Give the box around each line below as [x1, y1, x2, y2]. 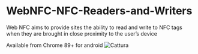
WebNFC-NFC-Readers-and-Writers [6, 4, 193, 18]
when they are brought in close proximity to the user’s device [6, 30, 158, 37]
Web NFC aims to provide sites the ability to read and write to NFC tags [6, 24, 183, 31]
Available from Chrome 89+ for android [6, 42, 103, 49]
